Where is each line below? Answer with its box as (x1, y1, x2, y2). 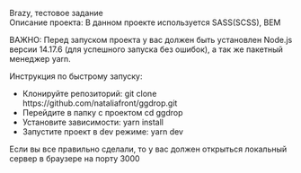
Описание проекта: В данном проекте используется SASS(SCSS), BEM (9, 17, 281, 28)
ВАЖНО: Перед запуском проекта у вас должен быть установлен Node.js (9, 35, 293, 45)
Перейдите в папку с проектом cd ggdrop (22, 108, 183, 117)
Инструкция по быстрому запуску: (9, 71, 143, 82)
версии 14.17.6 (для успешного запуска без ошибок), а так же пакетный (9, 44, 283, 55)
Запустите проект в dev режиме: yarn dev (22, 126, 184, 137)
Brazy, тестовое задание (9, 8, 103, 18)
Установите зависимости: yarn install (22, 117, 164, 127)
